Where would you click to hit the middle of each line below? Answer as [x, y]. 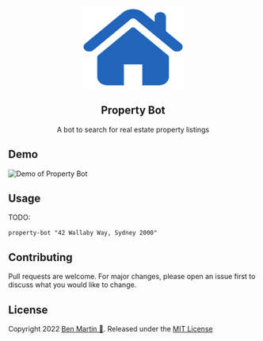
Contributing [40, 257]
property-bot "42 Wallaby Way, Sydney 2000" [83, 233]
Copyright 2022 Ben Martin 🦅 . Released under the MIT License [111, 329]
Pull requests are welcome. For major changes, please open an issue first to [132, 277]
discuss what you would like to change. [72, 285]
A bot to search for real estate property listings [133, 129]
